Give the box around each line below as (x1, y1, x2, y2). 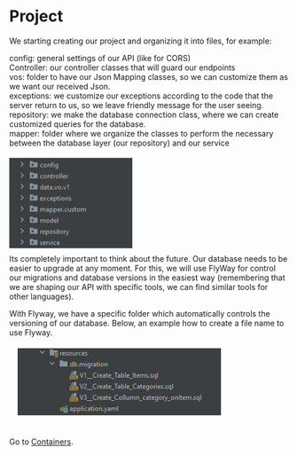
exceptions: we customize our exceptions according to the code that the (9, 90, 273, 101)
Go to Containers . (9, 436, 74, 447)
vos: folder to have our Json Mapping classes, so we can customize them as (9, 71, 288, 82)
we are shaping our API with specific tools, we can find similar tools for (9, 281, 269, 292)
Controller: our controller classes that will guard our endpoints (9, 62, 236, 73)
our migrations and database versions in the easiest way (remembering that (9, 272, 285, 283)
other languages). (9, 291, 74, 302)
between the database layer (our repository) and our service (9, 137, 231, 148)
